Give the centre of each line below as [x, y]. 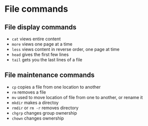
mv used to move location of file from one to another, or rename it [77, 97]
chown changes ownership [38, 118]
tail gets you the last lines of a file [47, 60]
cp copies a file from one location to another [56, 87]
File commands [36, 9]
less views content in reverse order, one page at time [65, 49]
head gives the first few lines [40, 54]
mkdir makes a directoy [35, 102]
